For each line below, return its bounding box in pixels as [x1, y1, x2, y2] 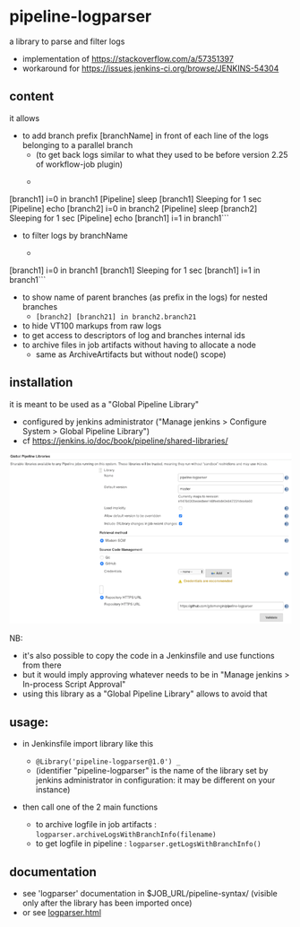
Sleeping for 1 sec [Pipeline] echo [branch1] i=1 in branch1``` [9, 213, 230, 223]
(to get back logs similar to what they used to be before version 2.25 [35, 149, 288, 160]
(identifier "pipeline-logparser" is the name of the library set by [35, 765, 269, 776]
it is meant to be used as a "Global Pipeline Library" [9, 398, 200, 409]
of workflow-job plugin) [35, 159, 124, 170]
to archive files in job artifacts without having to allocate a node [21, 339, 257, 350]
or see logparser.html [21, 907, 101, 918]
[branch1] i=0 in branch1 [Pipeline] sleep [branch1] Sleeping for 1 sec [9, 193, 262, 204]
